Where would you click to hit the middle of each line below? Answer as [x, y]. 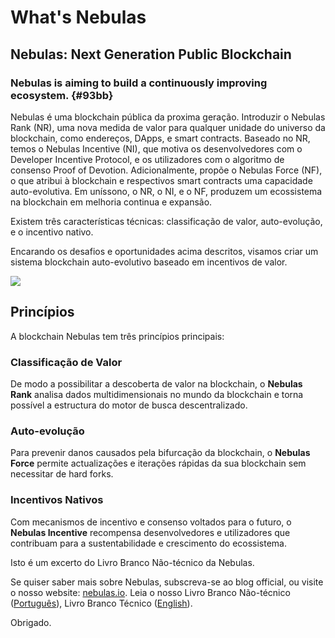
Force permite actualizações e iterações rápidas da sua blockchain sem [158, 463]
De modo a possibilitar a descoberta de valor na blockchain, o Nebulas [156, 383]
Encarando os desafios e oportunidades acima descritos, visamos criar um [164, 251]
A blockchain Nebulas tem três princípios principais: [117, 336]
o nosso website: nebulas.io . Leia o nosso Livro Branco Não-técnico [150, 592]
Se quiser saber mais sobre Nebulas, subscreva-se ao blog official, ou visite [167, 582]
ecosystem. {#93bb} [62, 95]
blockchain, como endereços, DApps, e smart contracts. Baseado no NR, [160, 138]
